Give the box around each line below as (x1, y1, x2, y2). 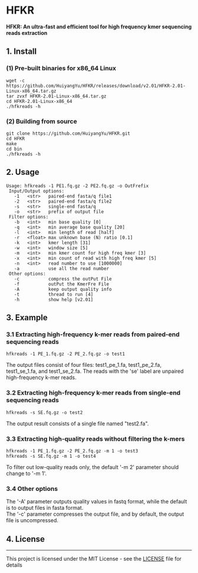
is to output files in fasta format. (6, 504, 84, 512)
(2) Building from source (6, 117, 78, 125)
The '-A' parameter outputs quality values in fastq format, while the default (6, 498, 187, 505)
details (6, 562, 22, 569)
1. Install (6, 47, 37, 57)
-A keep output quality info (14, 286, 112, 292)
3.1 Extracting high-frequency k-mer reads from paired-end (6, 330, 180, 338)
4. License (6, 534, 45, 544)
